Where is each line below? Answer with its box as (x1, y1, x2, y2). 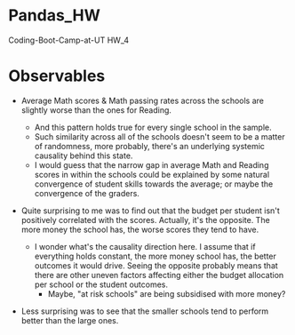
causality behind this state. (34, 150, 133, 161)
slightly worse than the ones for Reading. (20, 104, 172, 116)
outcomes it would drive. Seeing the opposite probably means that (34, 259, 279, 271)
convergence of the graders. (34, 187, 140, 198)
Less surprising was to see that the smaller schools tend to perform (20, 306, 269, 316)
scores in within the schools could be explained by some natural (34, 169, 270, 179)
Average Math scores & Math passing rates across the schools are (20, 95, 264, 106)
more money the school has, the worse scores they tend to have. (20, 224, 259, 235)
